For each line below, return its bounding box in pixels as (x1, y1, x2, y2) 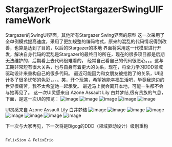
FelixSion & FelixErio (5, 137, 54, 142)
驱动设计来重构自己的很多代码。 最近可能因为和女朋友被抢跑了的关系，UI (5, 70, 160, 76)
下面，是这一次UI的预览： (5, 95, 60, 102)
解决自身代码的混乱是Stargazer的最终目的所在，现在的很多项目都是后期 (14, 51, 165, 57)
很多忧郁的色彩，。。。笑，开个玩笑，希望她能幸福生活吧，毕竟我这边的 (18, 77, 165, 83)
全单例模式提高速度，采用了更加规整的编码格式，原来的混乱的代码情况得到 (5, 38, 162, 44)
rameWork (5, 14, 51, 26)
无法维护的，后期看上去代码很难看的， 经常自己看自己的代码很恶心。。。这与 (5, 57, 164, 63)
